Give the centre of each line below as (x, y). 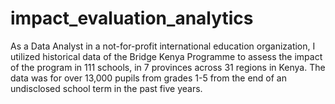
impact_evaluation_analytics (132, 18)
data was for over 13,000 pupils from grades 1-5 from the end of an (148, 78)
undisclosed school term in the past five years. (106, 88)
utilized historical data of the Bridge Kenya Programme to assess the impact (166, 56)
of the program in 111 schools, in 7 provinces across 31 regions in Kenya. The (168, 67)
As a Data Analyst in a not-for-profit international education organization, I (163, 46)
